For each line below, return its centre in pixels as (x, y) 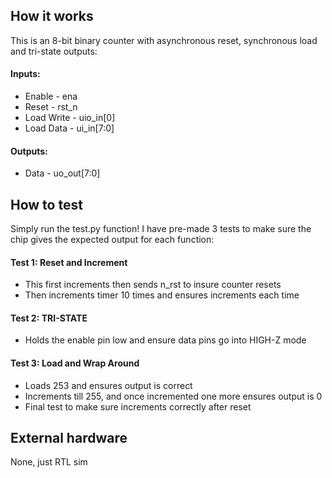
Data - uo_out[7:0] (62, 173)
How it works (52, 16)
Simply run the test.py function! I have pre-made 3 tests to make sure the (161, 229)
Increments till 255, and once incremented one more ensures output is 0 (173, 396)
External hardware (69, 438)
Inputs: (25, 74)
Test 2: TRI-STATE (49, 318)
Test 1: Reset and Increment (69, 262)
